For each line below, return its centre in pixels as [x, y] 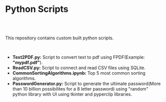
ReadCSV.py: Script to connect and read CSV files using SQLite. [79, 68]
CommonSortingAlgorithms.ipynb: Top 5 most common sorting [79, 73]
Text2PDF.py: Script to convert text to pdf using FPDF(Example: [78, 57]
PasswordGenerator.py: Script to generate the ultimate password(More [86, 84]
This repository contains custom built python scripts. [59, 38]
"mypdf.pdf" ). [27, 62]
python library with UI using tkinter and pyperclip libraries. [72, 94]
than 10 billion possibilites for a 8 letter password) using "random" [80, 89]
